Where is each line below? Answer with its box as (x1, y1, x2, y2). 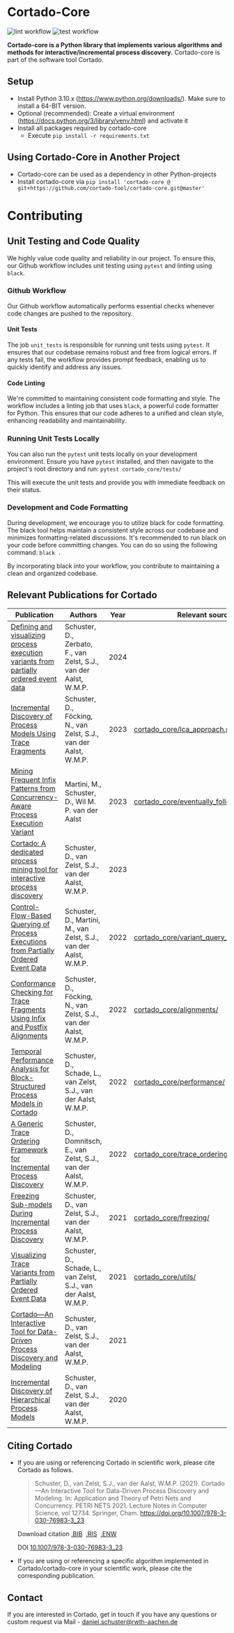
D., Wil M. (65, 797, 96, 806)
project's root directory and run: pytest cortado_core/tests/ (7, 464, 182, 473)
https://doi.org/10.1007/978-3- (140, 1509, 227, 1517)
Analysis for (10, 1063, 50, 1073)
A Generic (10, 1118, 44, 1128)
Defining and (10, 621, 53, 631)
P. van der (65, 805, 98, 815)
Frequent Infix (10, 774, 56, 784)
